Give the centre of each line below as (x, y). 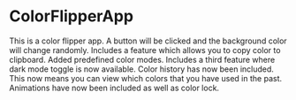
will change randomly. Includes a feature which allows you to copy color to (145, 50)
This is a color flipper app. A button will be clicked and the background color (148, 41)
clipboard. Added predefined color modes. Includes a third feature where (142, 59)
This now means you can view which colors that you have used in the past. (146, 78)
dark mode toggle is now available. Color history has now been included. (141, 69)
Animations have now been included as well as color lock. (114, 88)
